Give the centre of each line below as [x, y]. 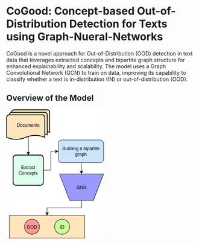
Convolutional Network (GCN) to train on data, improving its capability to [96, 72]
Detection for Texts [118, 24]
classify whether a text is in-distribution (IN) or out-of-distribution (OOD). [97, 79]
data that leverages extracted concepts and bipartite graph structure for [96, 60]
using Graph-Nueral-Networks [85, 37]
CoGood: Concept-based [71, 11]
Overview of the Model [50, 98]
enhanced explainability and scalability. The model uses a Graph [86, 66]
